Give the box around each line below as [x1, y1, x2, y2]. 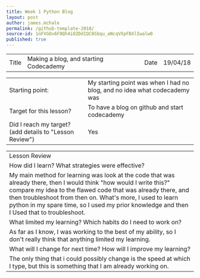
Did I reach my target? [9, 121, 71, 128]
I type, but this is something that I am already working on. [9, 262, 169, 270]
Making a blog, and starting [27, 55, 104, 63]
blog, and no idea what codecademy [87, 86, 190, 94]
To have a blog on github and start [87, 103, 183, 111]
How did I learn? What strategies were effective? [9, 162, 145, 169]
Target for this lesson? [9, 107, 71, 115]
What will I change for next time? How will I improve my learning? [9, 245, 190, 253]
